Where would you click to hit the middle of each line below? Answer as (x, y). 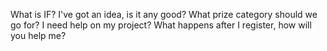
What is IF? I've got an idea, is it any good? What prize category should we (164, 14)
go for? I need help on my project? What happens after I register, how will (161, 25)
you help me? (38, 35)
